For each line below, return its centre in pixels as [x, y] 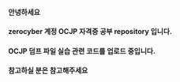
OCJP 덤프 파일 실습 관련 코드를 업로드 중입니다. [82, 50]
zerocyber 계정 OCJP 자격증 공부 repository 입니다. [90, 32]
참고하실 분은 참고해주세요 [48, 70]
